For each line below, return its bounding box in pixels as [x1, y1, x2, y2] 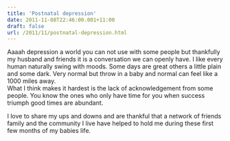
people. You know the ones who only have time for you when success [7, 92, 205, 100]
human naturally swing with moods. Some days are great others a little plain [7, 62, 222, 70]
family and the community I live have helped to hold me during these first [7, 119, 214, 127]
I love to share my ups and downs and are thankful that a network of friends [7, 112, 222, 120]
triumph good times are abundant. [7, 99, 104, 107]
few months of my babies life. [7, 127, 91, 135]
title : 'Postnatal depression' [7, 10, 97, 17]
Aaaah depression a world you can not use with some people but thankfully [7, 48, 221, 56]
